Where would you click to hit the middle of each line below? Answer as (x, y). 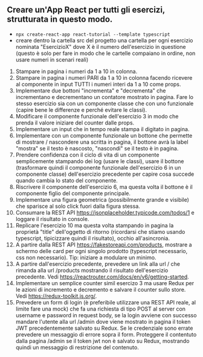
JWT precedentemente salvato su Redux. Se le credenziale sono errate (104, 328)
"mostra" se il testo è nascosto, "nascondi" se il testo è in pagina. (97, 148)
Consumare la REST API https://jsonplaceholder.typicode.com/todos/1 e (105, 212)
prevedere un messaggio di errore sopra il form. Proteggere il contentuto (106, 334)
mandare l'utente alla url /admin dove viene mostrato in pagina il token (103, 321)
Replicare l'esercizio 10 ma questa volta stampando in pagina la (95, 225)
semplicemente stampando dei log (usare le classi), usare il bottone (100, 161)
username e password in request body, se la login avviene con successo (106, 315)
